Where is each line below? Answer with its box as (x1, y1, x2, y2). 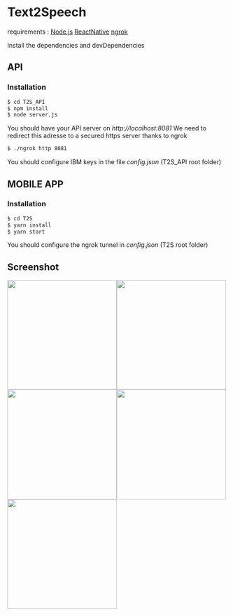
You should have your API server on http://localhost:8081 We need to (7, 124, 206, 133)
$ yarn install (7, 222, 52, 229)
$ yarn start (7, 228, 45, 235)
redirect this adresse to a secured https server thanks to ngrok (7, 131, 188, 140)
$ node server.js (7, 112, 58, 119)
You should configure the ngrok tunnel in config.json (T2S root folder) (7, 241, 209, 249)
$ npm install (7, 105, 49, 112)
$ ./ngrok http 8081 (7, 145, 68, 152)
